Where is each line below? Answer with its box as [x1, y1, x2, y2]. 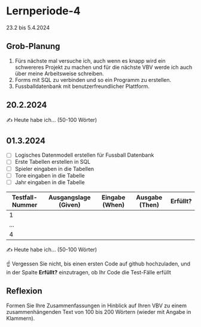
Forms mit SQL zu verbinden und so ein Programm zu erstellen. [14, 76, 172, 83]
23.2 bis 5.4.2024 [6, 24, 50, 31]
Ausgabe [136, 193, 163, 201]
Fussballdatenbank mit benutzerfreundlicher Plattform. [14, 82, 150, 90]
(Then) [139, 200, 160, 209]
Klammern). [6, 314, 35, 322]
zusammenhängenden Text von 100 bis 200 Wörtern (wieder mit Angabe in [6, 308, 191, 315]
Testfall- [11, 193, 38, 201]
